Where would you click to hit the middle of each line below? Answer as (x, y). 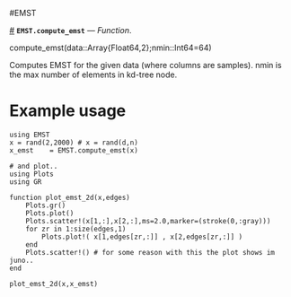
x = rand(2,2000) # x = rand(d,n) (74, 143)
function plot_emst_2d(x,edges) (70, 197)
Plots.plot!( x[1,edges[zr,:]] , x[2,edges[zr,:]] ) (142, 237)
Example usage (68, 111)
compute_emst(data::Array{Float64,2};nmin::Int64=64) (111, 48)
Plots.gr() (46, 205)
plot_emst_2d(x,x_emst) (54, 284)
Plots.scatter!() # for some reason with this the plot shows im (150, 252)
